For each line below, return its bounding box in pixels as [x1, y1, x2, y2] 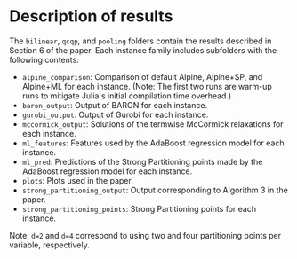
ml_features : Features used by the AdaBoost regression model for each [21, 137, 285, 148]
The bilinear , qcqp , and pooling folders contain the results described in [9, 35, 272, 46]
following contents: [9, 54, 80, 65]
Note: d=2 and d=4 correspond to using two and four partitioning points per [9, 230, 282, 240]
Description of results [9, 6, 173, 27]
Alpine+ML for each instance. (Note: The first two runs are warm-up [21, 81, 273, 91]
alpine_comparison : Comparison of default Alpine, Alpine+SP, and [21, 71, 263, 82]
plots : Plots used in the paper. [21, 175, 133, 185]
